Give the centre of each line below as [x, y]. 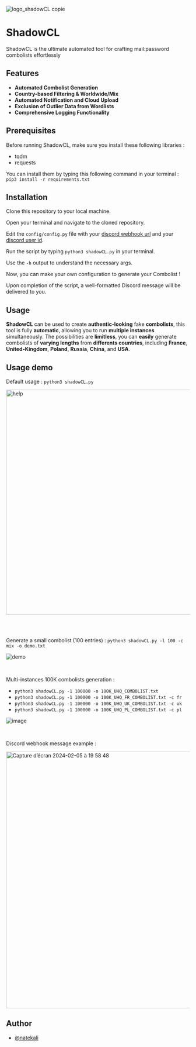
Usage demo [29, 368]
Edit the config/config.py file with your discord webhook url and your [90, 234]
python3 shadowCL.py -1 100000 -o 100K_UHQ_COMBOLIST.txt [86, 691]
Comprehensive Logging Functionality [62, 112]
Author [19, 1024]
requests [25, 162]
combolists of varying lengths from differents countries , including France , [97, 343]
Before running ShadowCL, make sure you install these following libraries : [95, 145]
